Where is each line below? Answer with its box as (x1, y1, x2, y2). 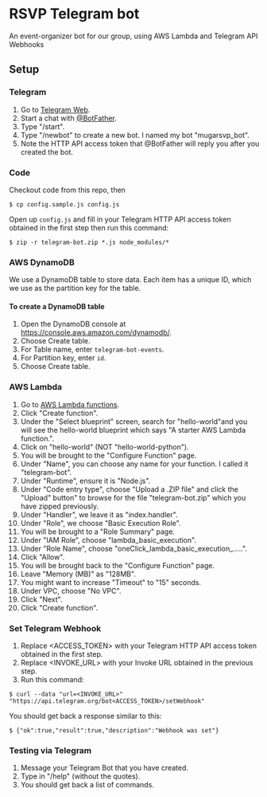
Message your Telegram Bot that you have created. (20, 763, 189, 773)
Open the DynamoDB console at (20, 320, 126, 329)
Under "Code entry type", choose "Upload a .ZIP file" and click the (20, 484, 239, 494)
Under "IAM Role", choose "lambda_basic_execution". (20, 535, 197, 544)
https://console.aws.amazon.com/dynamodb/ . (20, 328, 172, 337)
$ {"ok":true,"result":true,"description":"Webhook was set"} (9, 727, 219, 735)
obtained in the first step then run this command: (9, 222, 169, 232)
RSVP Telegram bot (9, 5, 140, 23)
